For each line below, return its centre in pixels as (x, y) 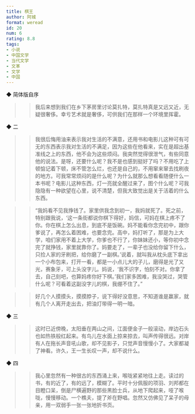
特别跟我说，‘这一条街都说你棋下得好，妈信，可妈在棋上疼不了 (110, 218)
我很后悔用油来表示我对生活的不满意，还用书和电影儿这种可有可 (112, 139)
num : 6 (14, 33)
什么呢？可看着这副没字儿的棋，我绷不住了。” (89, 284)
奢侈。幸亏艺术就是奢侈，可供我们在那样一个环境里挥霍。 (115, 115)
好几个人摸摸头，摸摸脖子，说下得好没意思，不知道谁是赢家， (110, 297)
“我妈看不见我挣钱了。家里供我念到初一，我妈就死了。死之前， (110, 211)
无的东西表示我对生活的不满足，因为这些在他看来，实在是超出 (110, 147)
